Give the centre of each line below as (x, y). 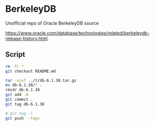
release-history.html (26, 38)
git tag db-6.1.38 (25, 104)
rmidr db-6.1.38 (23, 90)
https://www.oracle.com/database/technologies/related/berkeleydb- (77, 33)
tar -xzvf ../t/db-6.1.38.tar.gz (41, 80)
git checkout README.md (31, 71)
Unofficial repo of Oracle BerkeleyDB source (52, 23)
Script (15, 55)
